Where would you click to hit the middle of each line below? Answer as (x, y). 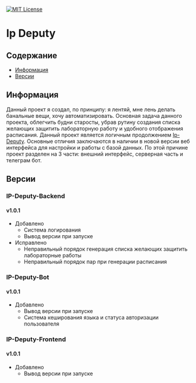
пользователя (42, 324)
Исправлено (30, 243)
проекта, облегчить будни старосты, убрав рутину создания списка (93, 122)
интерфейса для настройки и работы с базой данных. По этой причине (97, 147)
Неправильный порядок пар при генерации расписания (95, 262)
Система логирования (52, 230)
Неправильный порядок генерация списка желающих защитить (106, 249)
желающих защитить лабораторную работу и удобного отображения (95, 128)
